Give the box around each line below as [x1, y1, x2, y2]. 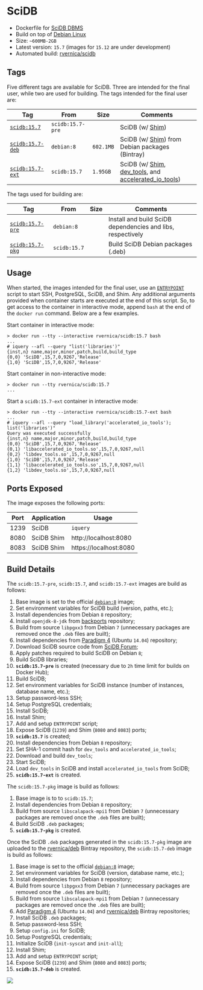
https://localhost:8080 [71, 544, 135, 552]
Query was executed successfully [7, 430, 91, 436]
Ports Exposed [7, 483, 63, 493]
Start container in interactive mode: [7, 321, 95, 328]
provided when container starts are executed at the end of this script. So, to [7, 297, 195, 304]
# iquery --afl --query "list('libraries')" [7, 343, 120, 349]
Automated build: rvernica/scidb [15, 49, 96, 57]
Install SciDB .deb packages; [15, 914, 87, 921]
